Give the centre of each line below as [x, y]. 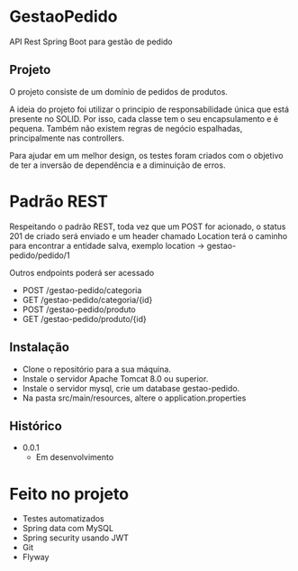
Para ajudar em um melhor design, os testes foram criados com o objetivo [146, 155]
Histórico [36, 426]
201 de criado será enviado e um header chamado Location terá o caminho [149, 235]
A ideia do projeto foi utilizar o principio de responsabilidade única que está [149, 109]
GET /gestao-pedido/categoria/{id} [87, 299]
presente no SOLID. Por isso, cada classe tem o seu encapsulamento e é [144, 118]
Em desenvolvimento [75, 457]
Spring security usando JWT [75, 538]
